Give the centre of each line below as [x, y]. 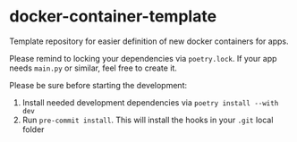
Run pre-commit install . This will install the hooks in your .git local [148, 120]
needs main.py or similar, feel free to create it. [93, 68]
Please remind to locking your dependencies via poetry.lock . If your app [143, 58]
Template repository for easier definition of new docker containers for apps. [149, 41]
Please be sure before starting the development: [98, 85]
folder [33, 129]
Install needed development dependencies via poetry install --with [150, 102]
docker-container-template [113, 17]
